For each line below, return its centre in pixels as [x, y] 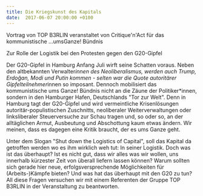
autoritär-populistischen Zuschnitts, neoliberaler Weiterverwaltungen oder [99, 110]
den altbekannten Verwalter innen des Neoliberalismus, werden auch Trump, [101, 71]
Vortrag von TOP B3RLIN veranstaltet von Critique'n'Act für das [85, 35]
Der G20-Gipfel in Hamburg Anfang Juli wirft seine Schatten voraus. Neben [100, 65]
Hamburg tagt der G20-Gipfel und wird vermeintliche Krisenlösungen [92, 103]
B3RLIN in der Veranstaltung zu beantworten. [63, 186]
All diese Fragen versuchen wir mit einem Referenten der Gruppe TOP [93, 180]
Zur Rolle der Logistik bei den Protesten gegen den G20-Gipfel [84, 53]
